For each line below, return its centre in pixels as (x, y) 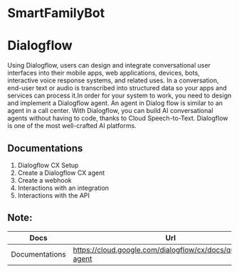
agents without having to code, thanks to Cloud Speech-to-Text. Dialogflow (118, 118)
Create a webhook (45, 180)
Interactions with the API (54, 195)
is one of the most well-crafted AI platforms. (72, 126)
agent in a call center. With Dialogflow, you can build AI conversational (110, 111)
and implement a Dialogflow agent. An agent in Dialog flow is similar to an (115, 103)
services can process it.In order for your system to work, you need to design (119, 96)
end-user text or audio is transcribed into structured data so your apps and (117, 88)
